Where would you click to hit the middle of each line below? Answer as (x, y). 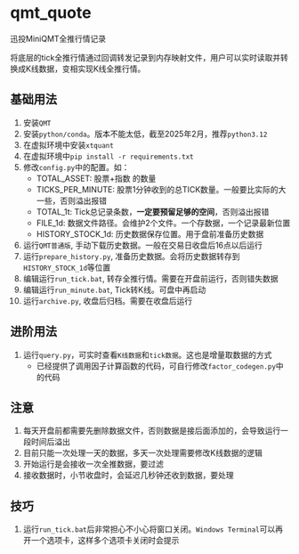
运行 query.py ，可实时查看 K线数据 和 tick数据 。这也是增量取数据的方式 (147, 354)
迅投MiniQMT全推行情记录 (58, 38)
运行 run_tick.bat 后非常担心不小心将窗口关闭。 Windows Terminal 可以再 (153, 529)
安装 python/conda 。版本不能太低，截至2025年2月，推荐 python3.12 (145, 134)
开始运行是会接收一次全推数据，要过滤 (93, 464)
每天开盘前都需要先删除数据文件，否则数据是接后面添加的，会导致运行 (152, 431)
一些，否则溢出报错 (72, 200)
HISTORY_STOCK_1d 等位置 (67, 267)
